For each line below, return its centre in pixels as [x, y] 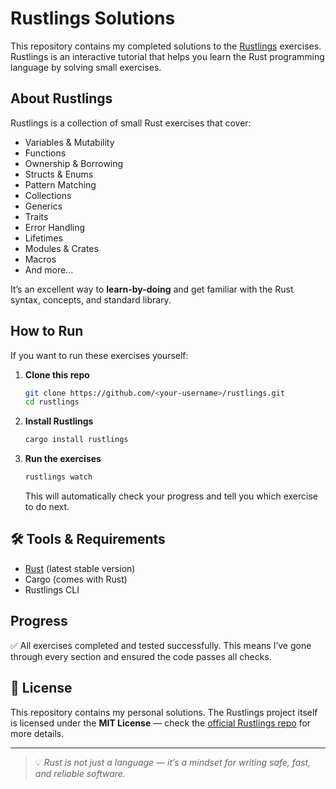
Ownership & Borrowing [74, 163]
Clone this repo [57, 374]
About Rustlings [61, 98]
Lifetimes [43, 238]
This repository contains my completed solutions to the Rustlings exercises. [166, 46]
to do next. [47, 507]
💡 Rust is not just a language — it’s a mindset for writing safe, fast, [173, 762]
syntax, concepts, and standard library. [91, 299]
